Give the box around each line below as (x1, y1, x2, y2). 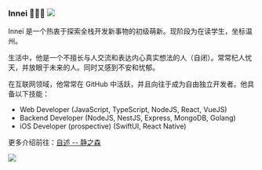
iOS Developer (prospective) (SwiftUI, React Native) (19, 121, 187, 131)
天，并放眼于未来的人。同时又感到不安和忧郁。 (8, 63, 159, 72)
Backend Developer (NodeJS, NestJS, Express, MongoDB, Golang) (19, 114, 237, 123)
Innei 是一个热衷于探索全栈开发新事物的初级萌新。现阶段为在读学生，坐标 (8, 27, 246, 36)
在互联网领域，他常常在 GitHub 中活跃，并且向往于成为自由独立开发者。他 (8, 79, 248, 89)
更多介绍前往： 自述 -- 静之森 (8, 138, 101, 147)
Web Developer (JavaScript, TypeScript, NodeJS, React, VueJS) (19, 105, 227, 114)
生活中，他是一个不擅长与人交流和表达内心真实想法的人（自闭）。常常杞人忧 (8, 53, 253, 63)
